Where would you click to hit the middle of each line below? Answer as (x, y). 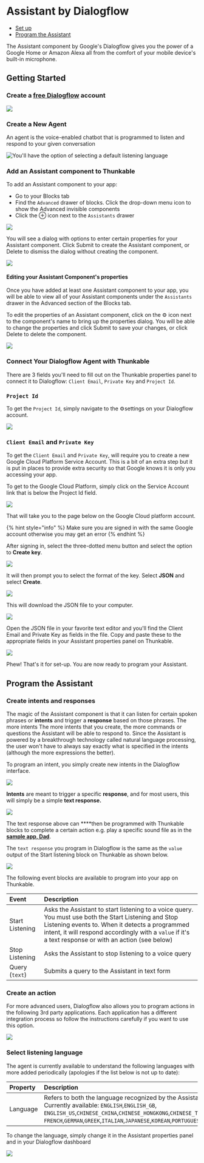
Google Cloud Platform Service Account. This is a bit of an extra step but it (100, 462)
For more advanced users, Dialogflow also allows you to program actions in (100, 1006)
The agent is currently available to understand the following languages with (100, 1066)
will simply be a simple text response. (54, 800)
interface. (18, 771)
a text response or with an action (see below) (108, 940)
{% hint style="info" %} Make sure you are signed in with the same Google (100, 528)
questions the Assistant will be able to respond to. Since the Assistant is (96, 733)
